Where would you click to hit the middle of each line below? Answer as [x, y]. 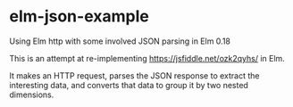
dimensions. [32, 95]
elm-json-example [79, 16]
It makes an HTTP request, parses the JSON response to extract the [134, 75]
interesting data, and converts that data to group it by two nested [129, 85]
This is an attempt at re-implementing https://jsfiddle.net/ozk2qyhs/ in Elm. [147, 58]
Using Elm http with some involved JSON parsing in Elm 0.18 [120, 41]
